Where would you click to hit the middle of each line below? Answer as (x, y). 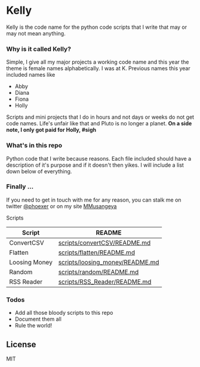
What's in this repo (34, 146)
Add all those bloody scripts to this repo (64, 313)
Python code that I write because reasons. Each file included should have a (99, 158)
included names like (31, 75)
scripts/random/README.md (99, 272)
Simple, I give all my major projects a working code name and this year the (98, 62)
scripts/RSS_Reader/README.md (105, 281)
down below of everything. (39, 171)
